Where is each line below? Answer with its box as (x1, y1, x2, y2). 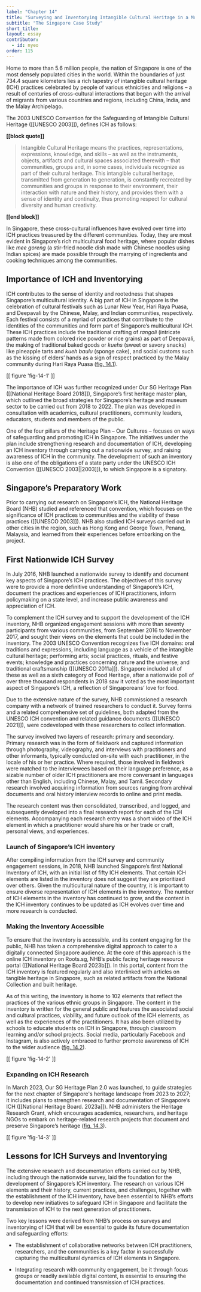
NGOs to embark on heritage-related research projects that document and (6, 1116, 190, 1123)
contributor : (6, 37, 39, 43)
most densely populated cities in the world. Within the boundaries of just (6, 70, 185, 78)
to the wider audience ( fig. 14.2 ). (6, 1043, 87, 1050)
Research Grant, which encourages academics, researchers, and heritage (6, 1109, 188, 1117)
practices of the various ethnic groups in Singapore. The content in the (6, 999, 181, 1006)
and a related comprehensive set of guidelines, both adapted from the (6, 708, 179, 716)
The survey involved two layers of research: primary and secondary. (6, 733, 175, 740)
